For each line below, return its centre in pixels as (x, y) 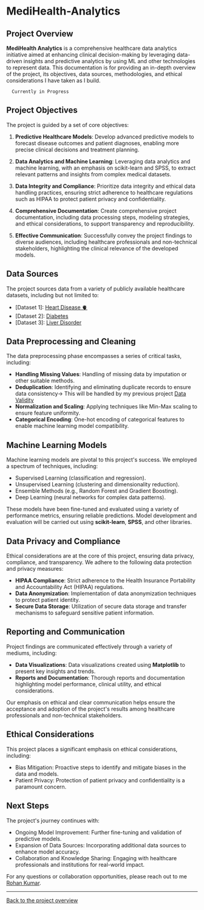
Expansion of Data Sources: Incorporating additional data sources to (100, 845)
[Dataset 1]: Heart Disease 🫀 (51, 307)
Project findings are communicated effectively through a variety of (90, 646)
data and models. (37, 774)
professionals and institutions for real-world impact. (80, 864)
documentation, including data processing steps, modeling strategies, (102, 217)
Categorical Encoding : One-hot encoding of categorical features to (100, 419)
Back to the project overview (42, 900)
